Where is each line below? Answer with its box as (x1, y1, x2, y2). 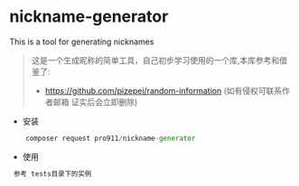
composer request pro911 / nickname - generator (25, 134, 196, 143)
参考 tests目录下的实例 (13, 169, 92, 178)
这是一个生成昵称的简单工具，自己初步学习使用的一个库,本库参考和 (31, 54, 280, 65)
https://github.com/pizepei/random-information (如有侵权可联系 (44, 85, 283, 96)
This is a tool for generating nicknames (9, 36, 154, 47)
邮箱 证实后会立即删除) (52, 97, 138, 107)
